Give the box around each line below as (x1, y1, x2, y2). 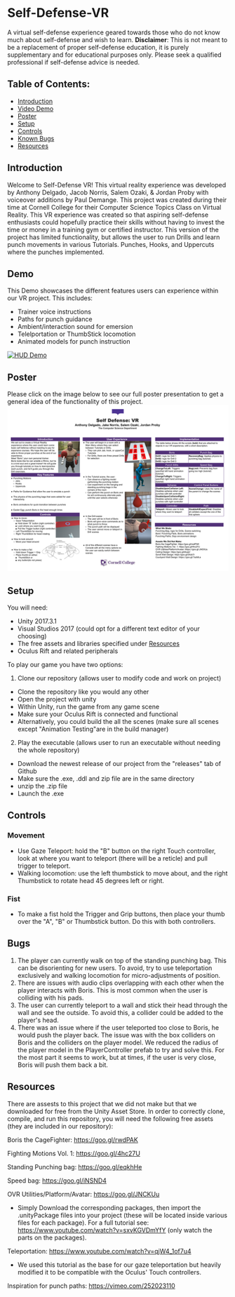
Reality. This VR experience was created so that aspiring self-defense (7, 210, 209, 219)
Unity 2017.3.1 (17, 617, 58, 625)
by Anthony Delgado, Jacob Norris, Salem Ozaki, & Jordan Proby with (7, 188, 209, 196)
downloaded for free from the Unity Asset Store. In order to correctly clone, (7, 1107, 226, 1115)
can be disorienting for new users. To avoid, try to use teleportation (17, 963, 213, 972)
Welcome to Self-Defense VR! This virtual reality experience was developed (7, 180, 227, 189)
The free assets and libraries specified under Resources (17, 640, 180, 647)
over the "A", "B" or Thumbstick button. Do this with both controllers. (17, 917, 216, 925)
